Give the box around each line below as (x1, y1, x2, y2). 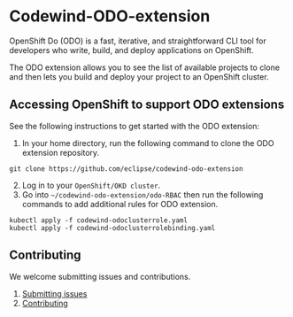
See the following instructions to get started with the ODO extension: (9, 120, 259, 131)
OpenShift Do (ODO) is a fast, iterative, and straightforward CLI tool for (9, 35, 267, 46)
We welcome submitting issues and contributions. (9, 271, 191, 282)
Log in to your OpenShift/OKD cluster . (21, 180, 161, 190)
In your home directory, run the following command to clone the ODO (21, 137, 274, 148)
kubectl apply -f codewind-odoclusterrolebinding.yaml (9, 223, 216, 232)
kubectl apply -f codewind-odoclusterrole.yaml (9, 215, 189, 225)
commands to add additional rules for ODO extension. (21, 198, 219, 209)
